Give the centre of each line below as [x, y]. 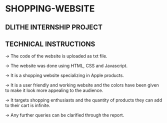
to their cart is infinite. [28, 105]
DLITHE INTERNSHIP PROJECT [54, 27]
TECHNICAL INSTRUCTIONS [50, 44]
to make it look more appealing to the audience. [54, 90]
